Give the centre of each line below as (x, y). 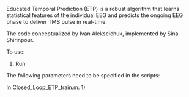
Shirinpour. (20, 40)
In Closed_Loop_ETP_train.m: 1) (46, 87)
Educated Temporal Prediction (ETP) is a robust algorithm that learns (93, 9)
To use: (16, 52)
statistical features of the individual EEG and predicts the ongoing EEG (95, 15)
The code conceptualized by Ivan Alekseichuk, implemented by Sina (92, 34)
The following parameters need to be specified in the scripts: (83, 75)
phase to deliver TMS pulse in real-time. (57, 22)
